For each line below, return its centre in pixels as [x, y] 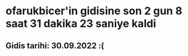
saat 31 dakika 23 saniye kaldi [81, 24]
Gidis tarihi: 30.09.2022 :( [55, 46]
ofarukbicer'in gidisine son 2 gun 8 [94, 11]
